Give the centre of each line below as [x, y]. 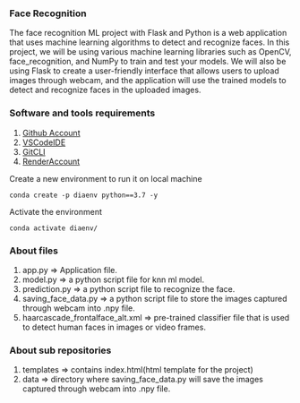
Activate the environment [56, 211]
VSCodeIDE [44, 142]
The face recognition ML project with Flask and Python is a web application [148, 33]
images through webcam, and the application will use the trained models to [148, 81]
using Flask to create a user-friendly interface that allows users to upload [144, 71]
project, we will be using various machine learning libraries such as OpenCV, [150, 52]
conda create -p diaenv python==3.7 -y [84, 195]
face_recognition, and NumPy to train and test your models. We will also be [148, 62]
